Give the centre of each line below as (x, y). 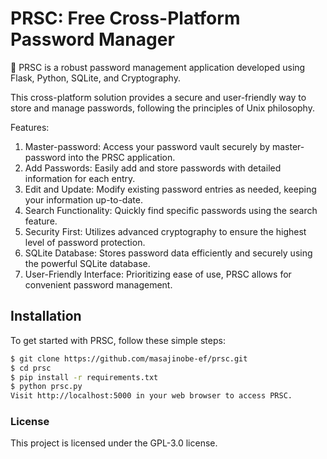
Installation (46, 316)
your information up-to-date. (83, 199)
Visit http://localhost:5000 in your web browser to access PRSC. (151, 396)
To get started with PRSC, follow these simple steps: (118, 340)
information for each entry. (80, 178)
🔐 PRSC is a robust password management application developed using (158, 67)
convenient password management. (98, 284)
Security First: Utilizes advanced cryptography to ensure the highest (165, 231)
